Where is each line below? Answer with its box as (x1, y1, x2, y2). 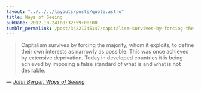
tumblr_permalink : (6, 25, 52, 32)
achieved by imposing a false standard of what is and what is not (20, 61, 181, 68)
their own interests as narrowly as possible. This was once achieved (20, 48, 190, 55)
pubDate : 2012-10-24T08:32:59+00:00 (6, 20, 98, 26)
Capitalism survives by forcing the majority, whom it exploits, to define (20, 42, 194, 49)
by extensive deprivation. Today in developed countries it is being (20, 54, 184, 61)
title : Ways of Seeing (6, 14, 63, 20)
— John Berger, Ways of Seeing (6, 79, 85, 86)
